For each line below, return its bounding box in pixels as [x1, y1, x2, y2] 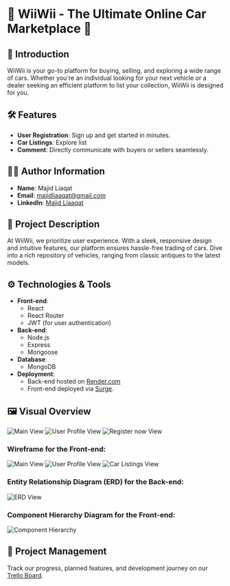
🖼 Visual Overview [7, 406, 91, 417]
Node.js [27, 333, 50, 342]
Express [27, 341, 51, 349]
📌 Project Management [7, 545, 107, 557]
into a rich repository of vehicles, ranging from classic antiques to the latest [7, 251, 221, 260]
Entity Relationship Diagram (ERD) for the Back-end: [7, 477, 184, 487]
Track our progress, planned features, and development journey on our [7, 564, 208, 572]
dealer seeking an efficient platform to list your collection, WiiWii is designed [7, 81, 224, 89]
